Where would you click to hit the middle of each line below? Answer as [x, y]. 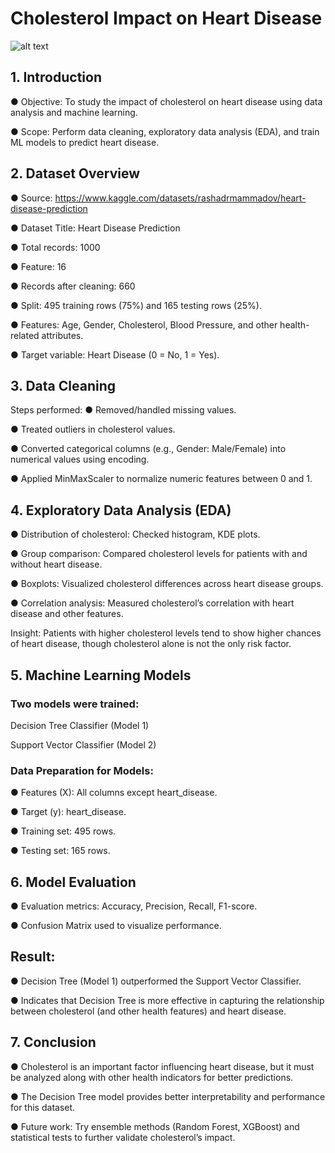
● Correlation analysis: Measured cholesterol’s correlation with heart [152, 603]
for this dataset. [43, 1107]
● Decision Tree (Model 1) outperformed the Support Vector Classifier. [156, 981]
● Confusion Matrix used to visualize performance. [116, 925]
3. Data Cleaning [63, 385]
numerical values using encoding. [80, 459]
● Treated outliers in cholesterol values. [93, 429]
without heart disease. [56, 564]
